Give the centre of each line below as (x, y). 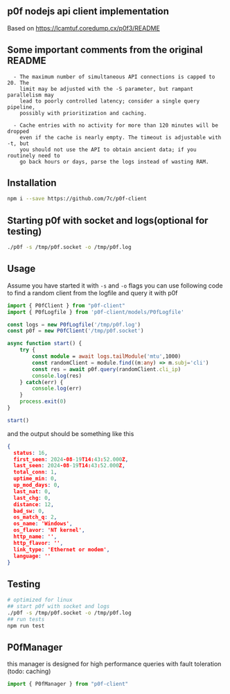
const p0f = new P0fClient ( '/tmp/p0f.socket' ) (76, 331)
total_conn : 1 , (35, 472)
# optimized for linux (40, 600)
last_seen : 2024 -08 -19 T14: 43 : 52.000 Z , (70, 466)
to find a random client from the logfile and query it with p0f (92, 293)
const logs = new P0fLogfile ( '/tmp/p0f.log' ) (74, 324)
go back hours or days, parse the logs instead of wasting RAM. (114, 162)
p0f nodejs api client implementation (88, 11)
